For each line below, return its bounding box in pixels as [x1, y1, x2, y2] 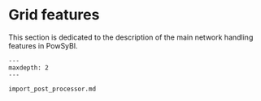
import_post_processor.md [8, 85, 96, 93]
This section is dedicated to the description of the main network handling [8, 32, 254, 42]
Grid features [8, 6, 100, 24]
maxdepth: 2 [8, 63, 49, 72]
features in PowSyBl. [8, 40, 78, 50]
